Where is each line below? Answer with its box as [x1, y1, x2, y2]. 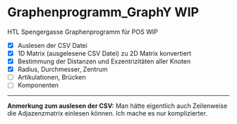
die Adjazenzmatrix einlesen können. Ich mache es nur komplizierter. [7, 109, 208, 118]
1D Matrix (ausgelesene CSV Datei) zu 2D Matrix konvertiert [17, 49, 192, 57]
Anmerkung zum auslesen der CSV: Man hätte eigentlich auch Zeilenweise [7, 101, 228, 110]
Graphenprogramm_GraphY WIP [7, 4, 200, 20]
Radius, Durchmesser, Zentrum [17, 65, 108, 74]
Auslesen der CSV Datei [17, 41, 88, 49]
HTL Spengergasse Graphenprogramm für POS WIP [7, 27, 159, 36]
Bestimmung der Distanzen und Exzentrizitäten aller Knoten [17, 57, 191, 66]
